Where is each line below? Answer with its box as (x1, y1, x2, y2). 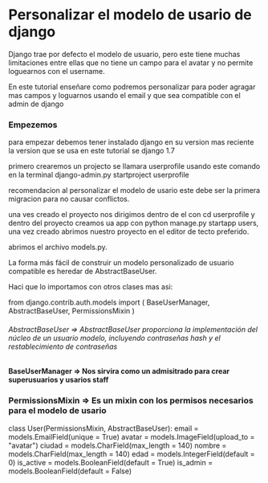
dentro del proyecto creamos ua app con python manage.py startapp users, (8, 219, 259, 228)
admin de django (8, 99, 64, 108)
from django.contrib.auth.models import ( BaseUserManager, (8, 297, 210, 307)
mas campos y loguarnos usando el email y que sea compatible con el (8, 90, 241, 100)
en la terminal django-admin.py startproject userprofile (8, 170, 190, 180)
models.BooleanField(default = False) (8, 466, 132, 476)
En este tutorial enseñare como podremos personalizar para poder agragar (8, 82, 256, 92)
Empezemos (8, 119, 58, 130)
